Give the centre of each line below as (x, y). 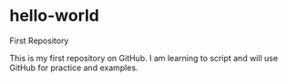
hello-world (55, 16)
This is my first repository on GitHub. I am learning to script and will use (144, 58)
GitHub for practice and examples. (74, 68)
